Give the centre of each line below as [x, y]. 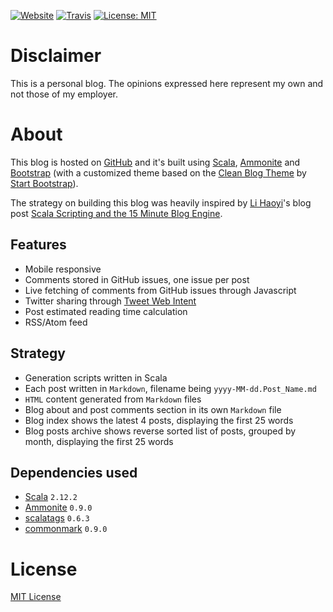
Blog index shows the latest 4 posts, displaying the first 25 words [159, 420]
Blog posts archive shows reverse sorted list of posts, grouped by [160, 431]
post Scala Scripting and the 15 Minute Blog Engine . [116, 213]
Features [38, 245]
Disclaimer [56, 56]
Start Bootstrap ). [44, 183]
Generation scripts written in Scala [96, 377]
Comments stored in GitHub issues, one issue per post [137, 279]
